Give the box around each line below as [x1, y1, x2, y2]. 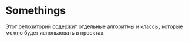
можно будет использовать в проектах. [5, 29, 105, 36]
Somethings [5, 4, 66, 17]
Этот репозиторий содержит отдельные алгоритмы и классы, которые [5, 23, 183, 30]
